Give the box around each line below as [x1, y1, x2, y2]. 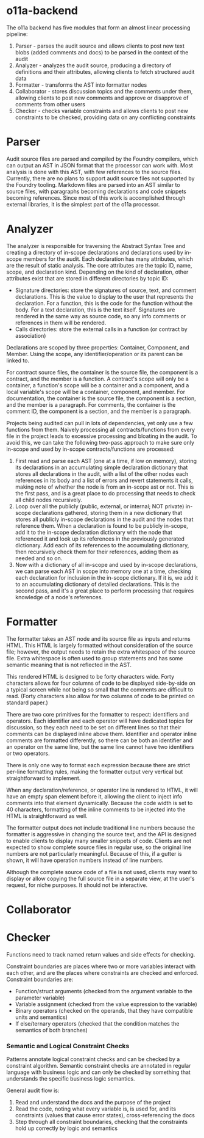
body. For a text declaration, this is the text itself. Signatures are [15, 306, 175, 313]
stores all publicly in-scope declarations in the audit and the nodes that [15, 516, 194, 523]
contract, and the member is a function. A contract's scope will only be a [6, 375, 189, 382]
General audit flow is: [6, 1087, 60, 1094]
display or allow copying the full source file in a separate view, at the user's [6, 875, 195, 882]
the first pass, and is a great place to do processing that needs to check [15, 489, 196, 497]
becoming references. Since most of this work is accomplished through [6, 194, 186, 202]
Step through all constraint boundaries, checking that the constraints [15, 1118, 188, 1126]
